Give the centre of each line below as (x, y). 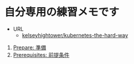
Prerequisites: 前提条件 (41, 55)
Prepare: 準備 (29, 47)
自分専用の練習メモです (62, 12)
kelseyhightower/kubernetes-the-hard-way (75, 35)
